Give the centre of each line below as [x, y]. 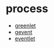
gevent [23, 32]
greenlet [25, 26]
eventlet [25, 38]
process [27, 9]
